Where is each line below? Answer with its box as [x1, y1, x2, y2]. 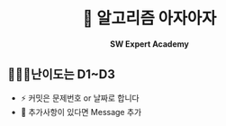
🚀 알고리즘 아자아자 [82, 8, 217, 29]
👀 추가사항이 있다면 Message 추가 [20, 106, 142, 117]
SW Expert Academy [110, 38, 189, 49]
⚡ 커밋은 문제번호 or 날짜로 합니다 [20, 92, 140, 103]
